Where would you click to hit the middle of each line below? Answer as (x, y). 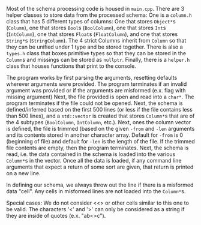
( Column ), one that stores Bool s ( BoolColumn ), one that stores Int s (86, 28)
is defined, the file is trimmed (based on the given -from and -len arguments (100, 129)
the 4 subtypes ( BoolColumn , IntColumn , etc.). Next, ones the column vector (99, 122)
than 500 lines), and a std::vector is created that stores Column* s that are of (100, 116)
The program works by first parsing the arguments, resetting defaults (92, 78)
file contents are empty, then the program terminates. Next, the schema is (97, 148)
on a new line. (23, 173)
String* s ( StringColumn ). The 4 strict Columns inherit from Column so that (96, 40)
